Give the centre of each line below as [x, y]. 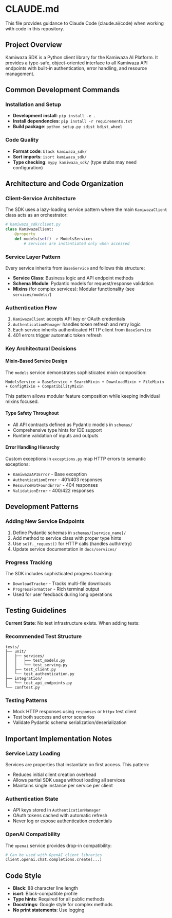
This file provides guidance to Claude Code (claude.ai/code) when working [85, 23]
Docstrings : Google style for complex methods [63, 905]
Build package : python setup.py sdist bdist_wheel [68, 127]
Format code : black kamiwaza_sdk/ [50, 151]
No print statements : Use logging [49, 910]
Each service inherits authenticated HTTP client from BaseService [82, 330]
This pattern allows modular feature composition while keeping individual [83, 396]
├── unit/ [16, 651]
